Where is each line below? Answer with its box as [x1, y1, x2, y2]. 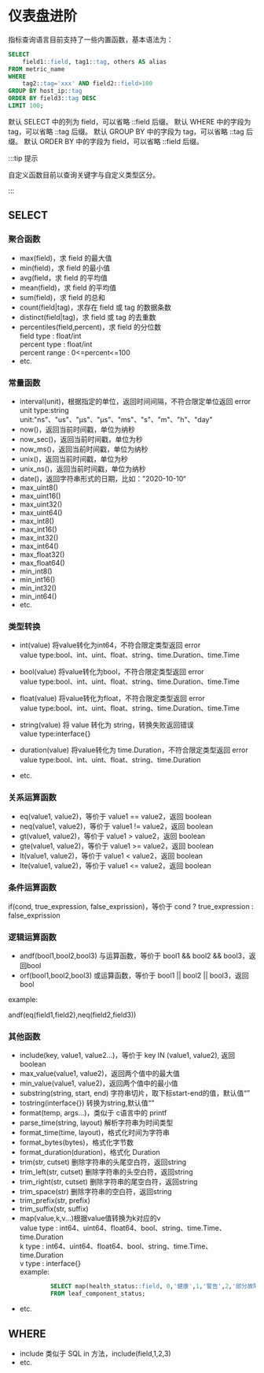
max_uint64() [19, 507, 63, 517]
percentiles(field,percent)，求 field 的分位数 [19, 322, 162, 332]
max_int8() [19, 516, 55, 525]
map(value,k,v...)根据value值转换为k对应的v [19, 1214, 161, 1223]
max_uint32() [19, 499, 63, 509]
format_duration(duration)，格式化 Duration [19, 1148, 160, 1157]
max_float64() [19, 558, 65, 567]
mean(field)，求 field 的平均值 [19, 283, 116, 292]
